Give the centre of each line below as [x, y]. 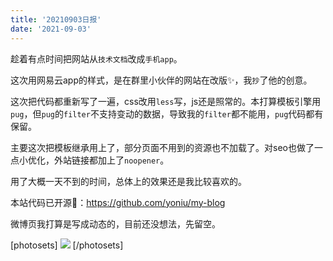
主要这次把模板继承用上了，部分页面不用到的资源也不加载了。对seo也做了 [162, 147]
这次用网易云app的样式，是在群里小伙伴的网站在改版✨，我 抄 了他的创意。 [161, 80]
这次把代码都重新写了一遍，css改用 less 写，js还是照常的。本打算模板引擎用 [166, 101]
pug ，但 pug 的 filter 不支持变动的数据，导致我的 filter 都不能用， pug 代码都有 [167, 113]
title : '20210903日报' [56, 19]
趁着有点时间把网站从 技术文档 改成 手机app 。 [96, 58]
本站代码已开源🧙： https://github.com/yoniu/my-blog [118, 202]
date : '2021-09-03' [51, 29]
